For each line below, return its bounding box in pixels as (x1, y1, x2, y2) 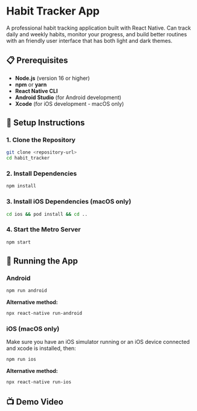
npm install (6, 183, 36, 189)
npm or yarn (15, 80, 47, 88)
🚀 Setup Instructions (6, 118, 85, 128)
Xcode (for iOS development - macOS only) (15, 100, 124, 107)
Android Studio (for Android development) (15, 94, 122, 101)
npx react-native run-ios (6, 379, 71, 385)
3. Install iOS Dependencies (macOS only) (6, 198, 132, 206)
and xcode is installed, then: (6, 345, 77, 352)
